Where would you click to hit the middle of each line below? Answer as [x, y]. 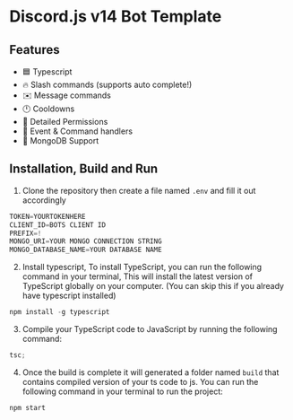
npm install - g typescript [60, 312]
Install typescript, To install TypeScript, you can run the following [142, 267]
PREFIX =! [26, 233]
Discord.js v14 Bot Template [116, 17]
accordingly [44, 200]
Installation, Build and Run [84, 169]
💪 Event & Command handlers [77, 131]
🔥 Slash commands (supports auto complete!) [107, 84]
